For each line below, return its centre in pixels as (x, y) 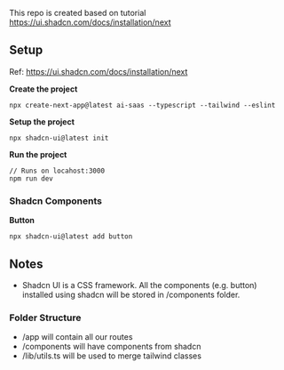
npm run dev (31, 178)
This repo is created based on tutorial (78, 13)
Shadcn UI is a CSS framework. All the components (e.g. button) (139, 285)
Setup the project (42, 121)
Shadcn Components (55, 201)
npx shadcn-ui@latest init (59, 138)
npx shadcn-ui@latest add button (71, 237)
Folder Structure (45, 318)
